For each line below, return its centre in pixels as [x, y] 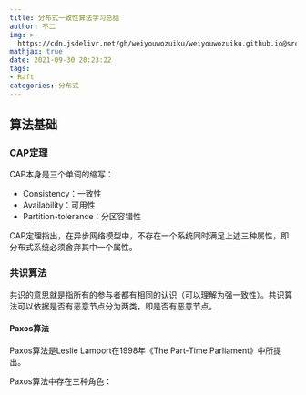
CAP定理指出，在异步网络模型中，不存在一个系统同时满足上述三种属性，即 [149, 236]
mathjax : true [36, 52]
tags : [20, 69]
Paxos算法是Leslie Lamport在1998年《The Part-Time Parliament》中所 [142, 350]
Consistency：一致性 [62, 194]
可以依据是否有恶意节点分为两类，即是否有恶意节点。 [117, 306]
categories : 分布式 [44, 86]
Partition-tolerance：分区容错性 [82, 217]
